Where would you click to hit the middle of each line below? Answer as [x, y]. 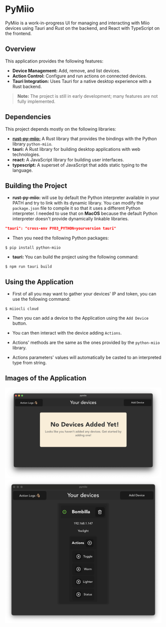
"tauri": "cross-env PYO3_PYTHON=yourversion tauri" [61, 229]
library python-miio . [32, 144]
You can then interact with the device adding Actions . [67, 333]
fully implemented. [36, 101]
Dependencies [28, 117]
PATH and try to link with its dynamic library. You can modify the [78, 203]
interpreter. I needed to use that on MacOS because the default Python [85, 213]
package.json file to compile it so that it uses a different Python [76, 208]
